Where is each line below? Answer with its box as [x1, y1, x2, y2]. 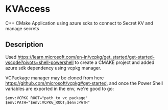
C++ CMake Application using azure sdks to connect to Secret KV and [5, 20, 153, 26]
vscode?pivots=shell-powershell [5, 59, 74, 65]
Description [5, 40, 43, 49]
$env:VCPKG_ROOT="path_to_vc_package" [5, 95, 88, 100]
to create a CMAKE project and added [75, 59, 155, 65]
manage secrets [5, 25, 39, 31]
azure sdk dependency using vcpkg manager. [5, 64, 102, 71]
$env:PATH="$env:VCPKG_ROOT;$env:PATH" [5, 100, 90, 105]
